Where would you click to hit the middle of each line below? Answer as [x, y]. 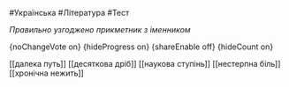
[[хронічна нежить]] [46, 73]
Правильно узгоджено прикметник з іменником [100, 29]
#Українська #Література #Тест [69, 13]
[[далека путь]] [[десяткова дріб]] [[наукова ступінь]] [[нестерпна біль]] [145, 64]
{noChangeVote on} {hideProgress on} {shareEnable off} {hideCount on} [141, 47]
